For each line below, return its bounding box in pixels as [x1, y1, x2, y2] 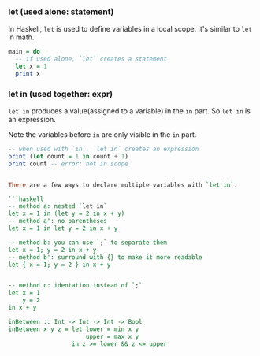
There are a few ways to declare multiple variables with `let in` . [8, 180, 238, 189]
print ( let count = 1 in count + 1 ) [8, 152, 128, 160]
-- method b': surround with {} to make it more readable [8, 253, 202, 261]
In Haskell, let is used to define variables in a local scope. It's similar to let [8, 24, 252, 34]
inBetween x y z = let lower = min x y [8, 325, 139, 333]
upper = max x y [85, 332, 139, 340]
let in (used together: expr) [8, 88, 113, 99]
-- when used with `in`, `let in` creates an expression [8, 145, 199, 154]
